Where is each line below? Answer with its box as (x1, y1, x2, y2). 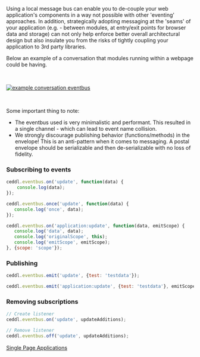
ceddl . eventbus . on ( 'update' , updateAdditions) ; (6, 316, 127, 323)
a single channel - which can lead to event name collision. (14, 125, 157, 132)
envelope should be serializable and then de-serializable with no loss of (14, 144, 191, 151)
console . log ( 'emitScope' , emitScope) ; (14, 239, 111, 245)
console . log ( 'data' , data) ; (14, 228, 84, 235)
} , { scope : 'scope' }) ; (6, 245, 62, 251)
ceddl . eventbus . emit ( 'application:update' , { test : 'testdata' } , (6, 284, 169, 290)
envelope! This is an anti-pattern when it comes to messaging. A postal (14, 138, 189, 145)
